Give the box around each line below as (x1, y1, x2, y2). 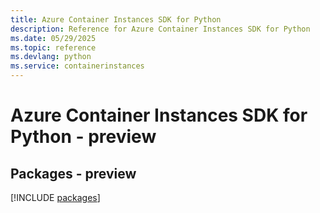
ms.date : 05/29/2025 (10, 33, 97, 43)
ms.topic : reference (10, 42, 97, 53)
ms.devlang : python (10, 52, 92, 62)
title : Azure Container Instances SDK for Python (10, 14, 222, 25)
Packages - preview (10, 165, 137, 182)
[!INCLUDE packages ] (10, 192, 101, 203)
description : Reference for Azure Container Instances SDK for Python (10, 24, 311, 34)
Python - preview (10, 126, 157, 148)
